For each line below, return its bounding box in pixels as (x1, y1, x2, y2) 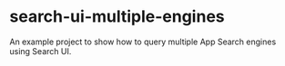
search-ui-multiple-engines (9, 6, 225, 27)
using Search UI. (9, 45, 72, 56)
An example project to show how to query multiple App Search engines (9, 36, 277, 47)
